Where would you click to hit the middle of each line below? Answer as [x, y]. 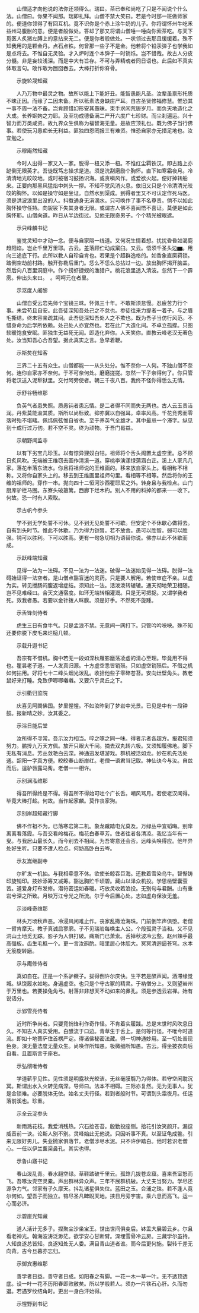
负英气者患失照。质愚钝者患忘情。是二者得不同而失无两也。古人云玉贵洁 [105, 405]
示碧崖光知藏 [32, 1216]
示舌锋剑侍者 [32, 613]
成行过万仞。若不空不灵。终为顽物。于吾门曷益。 [76, 428]
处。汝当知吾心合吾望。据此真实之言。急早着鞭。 [66, 340]
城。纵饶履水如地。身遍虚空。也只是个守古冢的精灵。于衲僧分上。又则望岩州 [99, 983]
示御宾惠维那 [32, 1264]
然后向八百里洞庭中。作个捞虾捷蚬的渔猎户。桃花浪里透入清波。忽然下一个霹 [99, 270]
